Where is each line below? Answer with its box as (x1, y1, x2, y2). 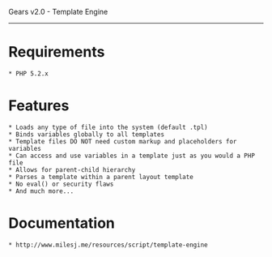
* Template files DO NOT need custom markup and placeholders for (8, 137, 237, 145)
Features (8, 96, 70, 115)
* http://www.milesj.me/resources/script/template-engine (8, 241, 208, 249)
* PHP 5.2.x (8, 69, 49, 78)
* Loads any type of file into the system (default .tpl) (8, 123, 208, 131)
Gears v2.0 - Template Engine (8, 7, 108, 16)
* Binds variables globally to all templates (8, 130, 164, 139)
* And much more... (8, 186, 74, 195)
